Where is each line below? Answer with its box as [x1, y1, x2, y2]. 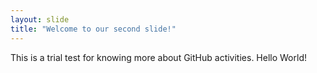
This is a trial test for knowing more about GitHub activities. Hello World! [10, 51, 307, 63]
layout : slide [10, 14, 70, 25]
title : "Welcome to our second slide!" [10, 24, 177, 34]
